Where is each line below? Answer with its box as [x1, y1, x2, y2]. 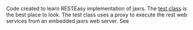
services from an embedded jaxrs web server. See [6, 18, 129, 24]
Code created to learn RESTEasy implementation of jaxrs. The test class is [6, 5, 187, 12]
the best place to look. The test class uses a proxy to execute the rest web [6, 11, 188, 18]
